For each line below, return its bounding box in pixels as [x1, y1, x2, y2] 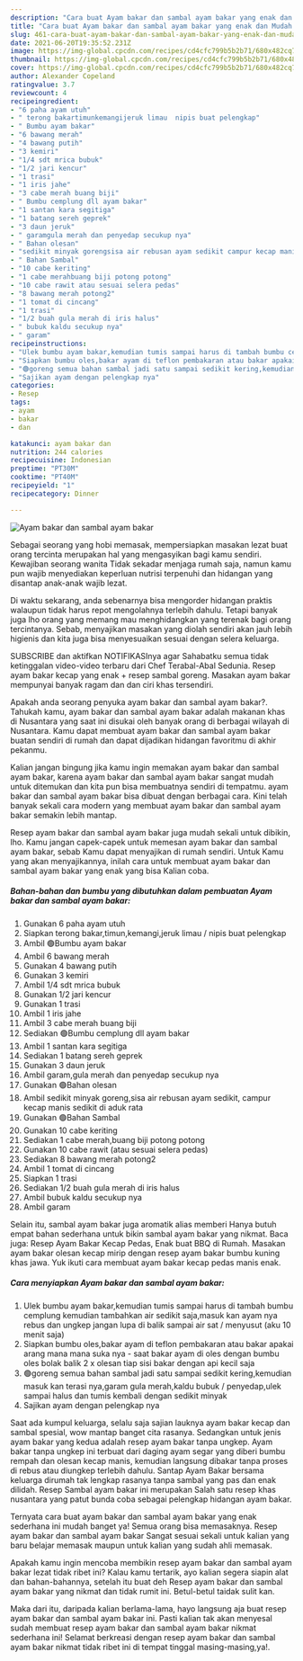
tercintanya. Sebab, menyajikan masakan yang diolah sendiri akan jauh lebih [10, 623, 293, 634]
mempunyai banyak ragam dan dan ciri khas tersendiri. [10, 679, 214, 690]
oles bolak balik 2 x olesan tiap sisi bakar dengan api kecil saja [22, 1357, 255, 1368]
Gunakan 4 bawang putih [22, 960, 118, 971]
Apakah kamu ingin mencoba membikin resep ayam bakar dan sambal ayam [10, 1557, 293, 1567]
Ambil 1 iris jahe [22, 1008, 82, 1019]
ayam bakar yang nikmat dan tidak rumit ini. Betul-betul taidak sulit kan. [10, 1585, 275, 1596]
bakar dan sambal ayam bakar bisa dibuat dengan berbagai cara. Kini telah [10, 790, 288, 801]
